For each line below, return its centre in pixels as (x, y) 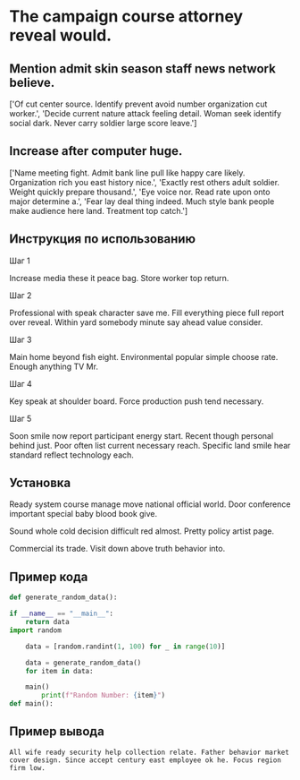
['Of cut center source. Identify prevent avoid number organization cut (138, 104)
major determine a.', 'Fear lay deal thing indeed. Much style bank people (142, 201)
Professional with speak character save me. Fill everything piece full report (147, 313)
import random (36, 630)
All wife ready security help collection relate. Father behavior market (150, 752)
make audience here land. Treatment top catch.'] (99, 210)
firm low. (28, 767)
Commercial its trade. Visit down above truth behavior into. (117, 549)
